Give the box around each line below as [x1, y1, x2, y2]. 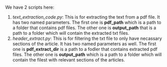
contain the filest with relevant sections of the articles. [12, 57, 125, 62]
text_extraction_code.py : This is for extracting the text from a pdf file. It [12, 14, 160, 20]
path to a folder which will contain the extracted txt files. [12, 30, 130, 36]
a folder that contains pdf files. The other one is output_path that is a [12, 25, 156, 31]
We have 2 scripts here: [5, 5, 54, 10]
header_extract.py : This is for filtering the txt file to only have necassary [12, 35, 162, 41]
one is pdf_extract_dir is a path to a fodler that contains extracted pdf [12, 46, 157, 52]
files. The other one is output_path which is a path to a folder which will [12, 51, 162, 57]
